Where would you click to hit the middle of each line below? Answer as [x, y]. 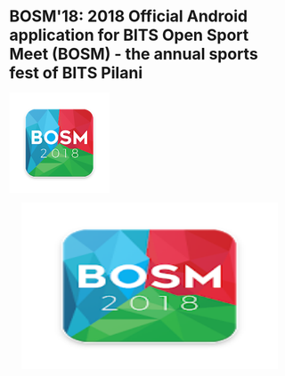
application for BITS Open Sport [129, 35]
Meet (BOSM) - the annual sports [134, 54]
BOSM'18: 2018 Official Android [128, 16]
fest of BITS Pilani [76, 73]
